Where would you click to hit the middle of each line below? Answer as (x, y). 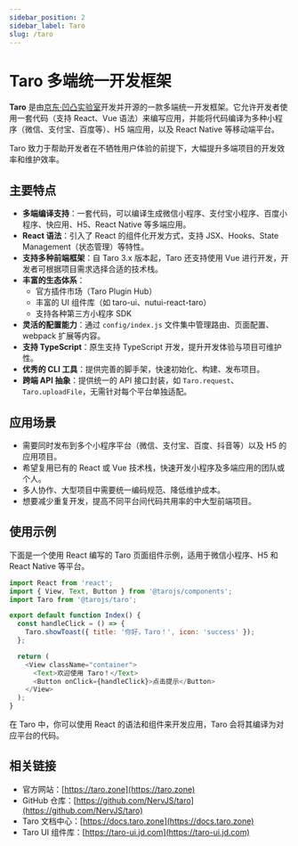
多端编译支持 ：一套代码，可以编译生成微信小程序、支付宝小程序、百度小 (154, 214)
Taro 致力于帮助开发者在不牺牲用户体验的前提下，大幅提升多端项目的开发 (143, 149)
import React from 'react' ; (61, 583)
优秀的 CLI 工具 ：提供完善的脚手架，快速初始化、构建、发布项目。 (143, 370)
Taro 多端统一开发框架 (90, 81)
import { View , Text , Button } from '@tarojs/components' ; (121, 591)
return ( (33, 656)
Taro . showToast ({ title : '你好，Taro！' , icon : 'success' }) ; (140, 632)
